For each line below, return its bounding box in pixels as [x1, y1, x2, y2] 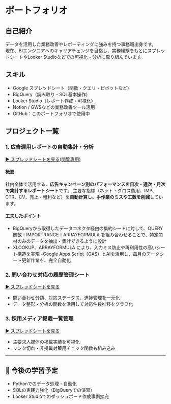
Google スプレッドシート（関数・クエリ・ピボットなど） [12, 85, 132, 91]
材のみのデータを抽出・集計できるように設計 [12, 238, 107, 244]
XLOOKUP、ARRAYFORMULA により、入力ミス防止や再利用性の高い [12, 244, 157, 251]
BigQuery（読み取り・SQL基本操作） [12, 91, 91, 97]
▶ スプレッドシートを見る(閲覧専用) [5, 156, 81, 162]
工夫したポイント [5, 213, 41, 219]
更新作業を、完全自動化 [21, 257, 71, 263]
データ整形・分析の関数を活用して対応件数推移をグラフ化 [12, 301, 133, 307]
